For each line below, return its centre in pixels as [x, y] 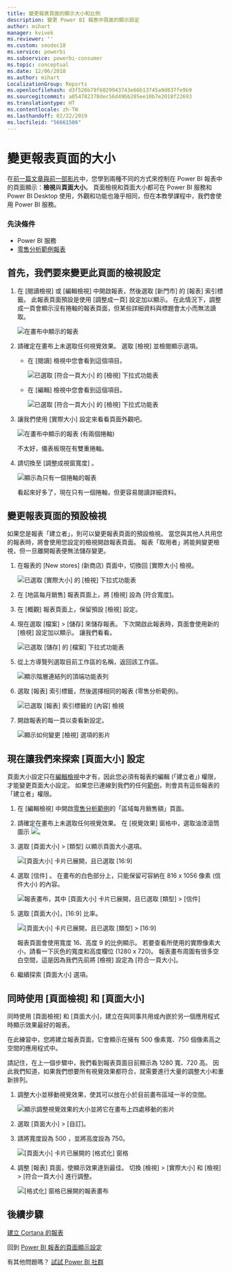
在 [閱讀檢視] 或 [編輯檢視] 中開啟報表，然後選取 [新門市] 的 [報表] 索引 [117, 290]
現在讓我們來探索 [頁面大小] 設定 [76, 759]
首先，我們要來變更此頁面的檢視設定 [84, 273]
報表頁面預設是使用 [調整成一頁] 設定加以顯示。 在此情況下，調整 [129, 299]
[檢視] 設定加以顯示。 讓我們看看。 [66, 633]
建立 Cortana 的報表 [35, 1232]
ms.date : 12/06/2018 [37, 71]
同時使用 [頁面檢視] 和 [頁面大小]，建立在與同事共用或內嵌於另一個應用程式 [113, 1016]
